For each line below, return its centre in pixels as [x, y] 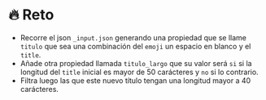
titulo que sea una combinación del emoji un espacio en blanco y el [135, 46]
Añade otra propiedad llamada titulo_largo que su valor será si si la [136, 63]
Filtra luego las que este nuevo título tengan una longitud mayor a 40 [135, 80]
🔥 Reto [31, 15]
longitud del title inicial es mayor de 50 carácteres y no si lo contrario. [139, 72]
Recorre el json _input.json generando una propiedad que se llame [133, 37]
